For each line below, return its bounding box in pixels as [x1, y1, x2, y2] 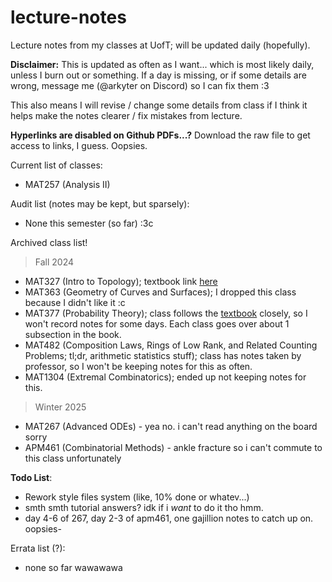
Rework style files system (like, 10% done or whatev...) [24, 491, 250, 503]
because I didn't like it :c [24, 296, 126, 308]
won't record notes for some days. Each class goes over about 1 [24, 317, 290, 330]
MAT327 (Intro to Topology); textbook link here [24, 275, 218, 287]
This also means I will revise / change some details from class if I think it [10, 99, 308, 111]
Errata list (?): [10, 542, 66, 554]
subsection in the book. [24, 328, 122, 340]
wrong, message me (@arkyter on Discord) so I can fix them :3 [10, 79, 270, 91]
